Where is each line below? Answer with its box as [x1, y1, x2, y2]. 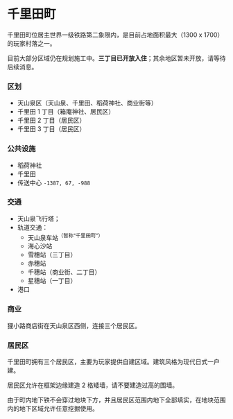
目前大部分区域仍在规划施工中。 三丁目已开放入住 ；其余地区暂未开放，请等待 [7, 53, 226, 62]
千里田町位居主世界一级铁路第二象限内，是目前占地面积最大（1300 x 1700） [7, 31, 224, 39]
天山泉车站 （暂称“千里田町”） [27, 232, 104, 241]
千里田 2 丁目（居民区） [17, 116, 86, 125]
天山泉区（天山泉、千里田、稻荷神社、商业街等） [17, 99, 157, 108]
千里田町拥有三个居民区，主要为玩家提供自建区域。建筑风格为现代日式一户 [7, 358, 220, 366]
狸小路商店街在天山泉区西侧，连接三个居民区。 [7, 321, 141, 330]
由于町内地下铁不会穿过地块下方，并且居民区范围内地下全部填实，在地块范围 [7, 396, 226, 404]
